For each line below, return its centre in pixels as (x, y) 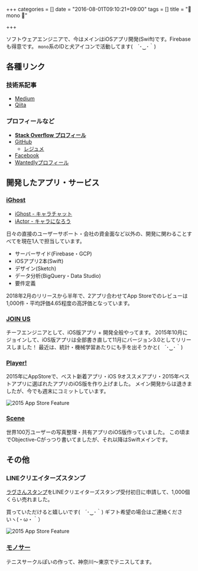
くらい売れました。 (30, 499)
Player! (17, 362)
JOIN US (18, 319)
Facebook (27, 155)
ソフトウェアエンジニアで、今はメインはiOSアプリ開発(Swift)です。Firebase (98, 39)
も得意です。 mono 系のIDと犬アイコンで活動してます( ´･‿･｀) (81, 46)
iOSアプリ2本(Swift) (39, 261)
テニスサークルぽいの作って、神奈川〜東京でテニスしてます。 (80, 562)
